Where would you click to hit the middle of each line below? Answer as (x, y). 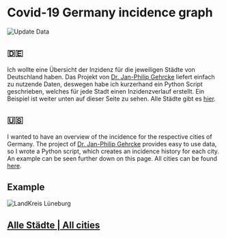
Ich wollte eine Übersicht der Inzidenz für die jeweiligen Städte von (101, 69)
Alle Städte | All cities (54, 225)
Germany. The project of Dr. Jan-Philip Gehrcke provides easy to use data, (112, 144)
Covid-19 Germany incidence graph (110, 13)
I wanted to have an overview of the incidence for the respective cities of (110, 136)
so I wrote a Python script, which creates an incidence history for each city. (113, 151)
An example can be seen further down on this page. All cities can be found (112, 158)
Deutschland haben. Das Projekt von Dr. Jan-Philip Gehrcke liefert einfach (111, 77)
